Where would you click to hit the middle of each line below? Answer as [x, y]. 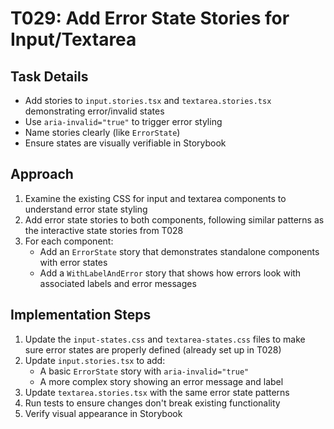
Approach [42, 174]
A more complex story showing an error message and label [161, 381]
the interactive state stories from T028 [104, 230]
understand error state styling [86, 209]
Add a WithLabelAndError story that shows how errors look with [170, 273]
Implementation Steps [81, 315]
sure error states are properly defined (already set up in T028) [153, 349]
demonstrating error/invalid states [94, 111]
